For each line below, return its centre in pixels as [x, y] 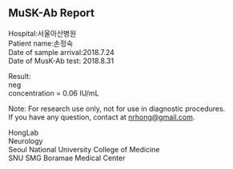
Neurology [26, 141]
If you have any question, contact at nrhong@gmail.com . [102, 117]
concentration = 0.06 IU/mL [54, 93]
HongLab [24, 132]
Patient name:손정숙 [41, 43]
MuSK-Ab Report [51, 13]
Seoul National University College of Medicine [84, 149]
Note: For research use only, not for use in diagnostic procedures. [117, 108]
